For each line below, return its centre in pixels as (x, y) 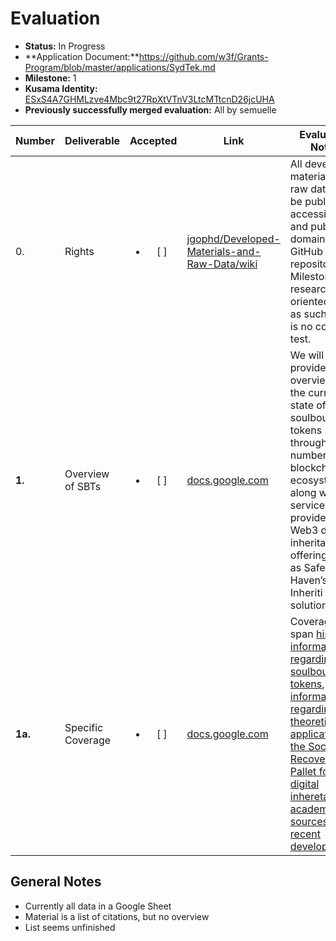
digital (304, 784)
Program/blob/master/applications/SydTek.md (120, 67)
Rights (79, 251)
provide (308, 367)
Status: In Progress (65, 46)
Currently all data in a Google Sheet (98, 906)
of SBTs (83, 486)
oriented (309, 301)
